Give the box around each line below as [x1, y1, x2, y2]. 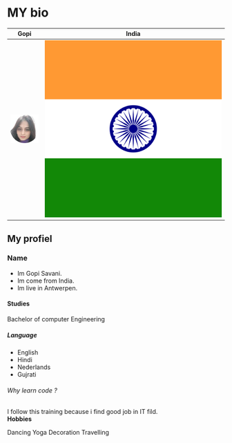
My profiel [7, 233, 52, 245]
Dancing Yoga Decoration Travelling [7, 428, 109, 437]
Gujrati [17, 370, 37, 379]
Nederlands [17, 363, 51, 371]
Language [7, 330, 37, 339]
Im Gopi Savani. [17, 269, 62, 277]
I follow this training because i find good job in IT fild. [7, 408, 158, 416]
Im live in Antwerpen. [17, 283, 78, 292]
